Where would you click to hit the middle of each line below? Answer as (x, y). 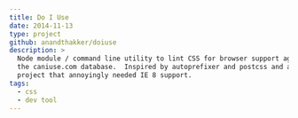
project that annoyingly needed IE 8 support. (105, 75)
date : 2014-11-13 (41, 26)
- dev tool (37, 100)
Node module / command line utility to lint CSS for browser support (148, 59)
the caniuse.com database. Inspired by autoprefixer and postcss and (150, 67)
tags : (19, 83)
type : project (35, 34)
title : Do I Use (39, 17)
